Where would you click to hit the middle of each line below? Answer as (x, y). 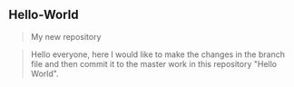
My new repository (66, 36)
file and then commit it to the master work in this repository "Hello (154, 63)
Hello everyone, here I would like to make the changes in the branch (157, 54)
